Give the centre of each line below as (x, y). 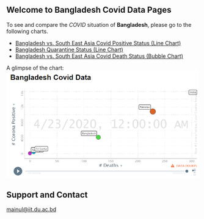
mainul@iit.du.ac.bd (31, 209)
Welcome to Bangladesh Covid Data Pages (89, 10)
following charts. (27, 31)
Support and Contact (47, 195)
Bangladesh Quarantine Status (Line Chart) (69, 49)
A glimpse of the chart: (35, 68)
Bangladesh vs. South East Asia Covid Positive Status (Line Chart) (98, 43)
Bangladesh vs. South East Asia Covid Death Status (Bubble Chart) (99, 56)
